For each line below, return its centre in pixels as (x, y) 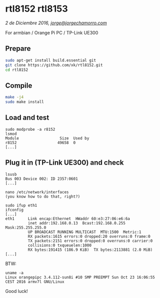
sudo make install (25, 102)
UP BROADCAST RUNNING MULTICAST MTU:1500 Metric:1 (85, 232)
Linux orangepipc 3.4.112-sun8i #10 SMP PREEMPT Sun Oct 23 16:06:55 (80, 277)
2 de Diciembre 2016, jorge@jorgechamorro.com (56, 23)
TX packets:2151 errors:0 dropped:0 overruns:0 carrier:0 (90, 241)
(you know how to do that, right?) (43, 196)
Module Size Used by (47, 138)
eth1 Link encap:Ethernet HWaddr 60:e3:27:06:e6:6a (68, 218)
